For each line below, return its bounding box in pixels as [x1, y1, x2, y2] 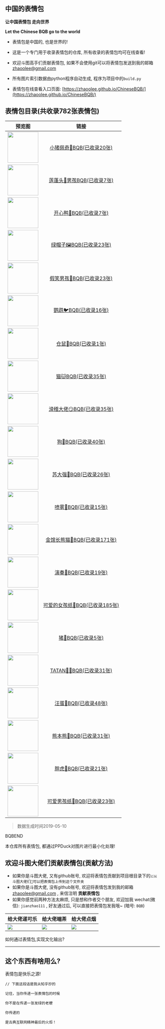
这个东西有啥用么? [5, 956, 60, 965]
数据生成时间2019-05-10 [17, 823, 67, 829]
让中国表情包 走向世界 [5, 19, 50, 25]
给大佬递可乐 [7, 916, 38, 922]
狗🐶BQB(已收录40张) [57, 438, 106, 445]
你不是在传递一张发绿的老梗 [5, 1001, 53, 1006]
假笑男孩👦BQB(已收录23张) [50, 275, 113, 282]
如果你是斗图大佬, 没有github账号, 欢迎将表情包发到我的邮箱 [12, 884, 134, 890]
